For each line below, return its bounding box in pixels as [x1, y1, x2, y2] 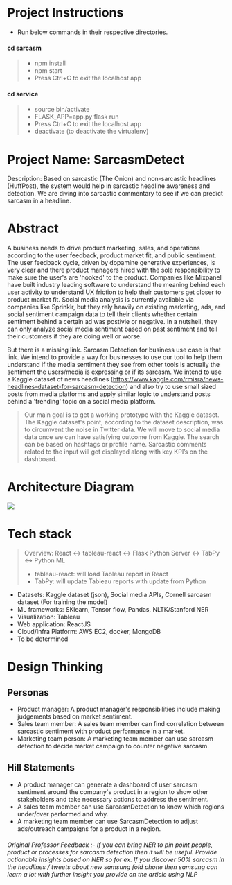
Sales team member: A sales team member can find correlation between [17, 720, 224, 728]
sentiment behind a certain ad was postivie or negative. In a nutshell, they [7, 318, 217, 326]
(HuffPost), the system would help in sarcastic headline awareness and [7, 182, 211, 190]
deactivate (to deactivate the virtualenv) [34, 127, 149, 136]
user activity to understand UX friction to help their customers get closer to [7, 288, 222, 296]
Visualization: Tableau [17, 612, 80, 621]
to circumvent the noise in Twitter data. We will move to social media [24, 425, 220, 434]
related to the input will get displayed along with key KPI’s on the [24, 447, 208, 456]
